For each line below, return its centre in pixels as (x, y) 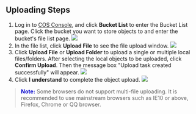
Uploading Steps (38, 10)
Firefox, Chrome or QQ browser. (61, 104)
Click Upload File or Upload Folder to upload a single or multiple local (102, 52)
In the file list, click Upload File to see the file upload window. (92, 46)
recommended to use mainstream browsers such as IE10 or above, (104, 98)
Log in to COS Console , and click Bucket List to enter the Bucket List (101, 24)
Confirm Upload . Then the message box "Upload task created (93, 65)
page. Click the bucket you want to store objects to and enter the (96, 31)
